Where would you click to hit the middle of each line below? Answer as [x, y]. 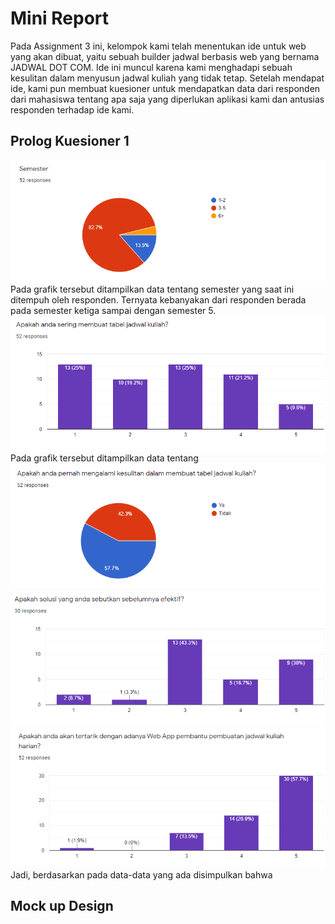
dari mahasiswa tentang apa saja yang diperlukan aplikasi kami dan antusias [167, 99]
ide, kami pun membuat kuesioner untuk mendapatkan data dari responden [165, 88]
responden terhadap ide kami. [72, 109]
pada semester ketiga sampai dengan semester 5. [113, 311]
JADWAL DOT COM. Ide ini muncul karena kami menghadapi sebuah [151, 67]
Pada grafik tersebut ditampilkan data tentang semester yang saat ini [152, 289]
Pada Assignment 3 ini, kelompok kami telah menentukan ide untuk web [158, 46]
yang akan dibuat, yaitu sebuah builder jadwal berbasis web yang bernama [165, 56]
